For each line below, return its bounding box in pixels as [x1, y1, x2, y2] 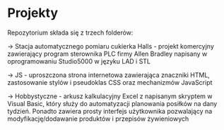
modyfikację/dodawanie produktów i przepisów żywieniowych [7, 114, 189, 123]
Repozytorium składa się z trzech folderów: [7, 28, 134, 37]
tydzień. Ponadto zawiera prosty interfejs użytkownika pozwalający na [7, 107, 213, 115]
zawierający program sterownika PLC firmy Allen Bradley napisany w [7, 49, 208, 58]
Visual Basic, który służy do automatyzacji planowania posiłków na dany [7, 99, 218, 107]
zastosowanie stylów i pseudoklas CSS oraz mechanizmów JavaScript [7, 78, 213, 86]
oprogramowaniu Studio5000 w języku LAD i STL [7, 57, 151, 65]
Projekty [7, 5, 59, 21]
